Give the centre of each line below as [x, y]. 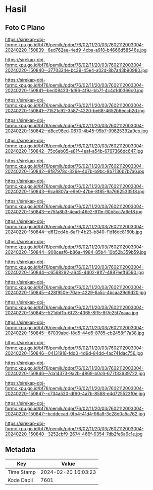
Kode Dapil [20, 480]
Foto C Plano [25, 28]
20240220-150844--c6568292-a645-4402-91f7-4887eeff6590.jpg [75, 272]
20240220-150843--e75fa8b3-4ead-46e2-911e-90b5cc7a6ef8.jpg [74, 212]
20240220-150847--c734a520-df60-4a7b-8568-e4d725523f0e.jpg [75, 393]
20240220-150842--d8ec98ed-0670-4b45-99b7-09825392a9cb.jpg [76, 131]
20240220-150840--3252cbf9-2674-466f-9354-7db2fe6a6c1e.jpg [74, 434]
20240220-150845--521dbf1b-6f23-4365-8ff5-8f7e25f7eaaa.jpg [72, 313]
